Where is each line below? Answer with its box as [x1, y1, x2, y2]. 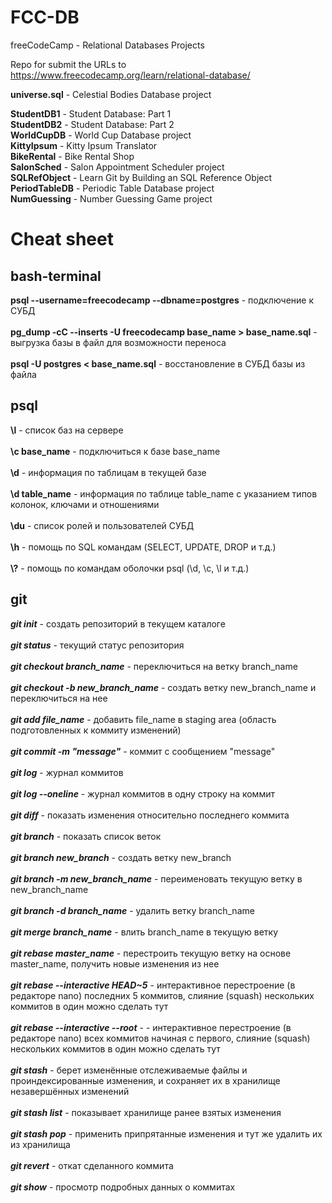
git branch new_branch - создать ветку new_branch [10, 851, 232, 863]
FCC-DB [10, 6, 80, 29]
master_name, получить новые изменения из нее [10, 957, 220, 970]
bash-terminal [10, 267, 102, 285]
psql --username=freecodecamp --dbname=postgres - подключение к [10, 294, 314, 306]
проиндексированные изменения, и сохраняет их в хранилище [10, 1074, 281, 1086]
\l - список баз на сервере [10, 424, 124, 436]
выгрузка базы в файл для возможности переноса [10, 336, 227, 348]
